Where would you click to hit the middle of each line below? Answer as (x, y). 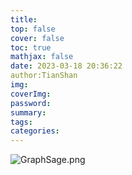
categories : (35, 131)
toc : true (31, 47)
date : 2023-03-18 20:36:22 (66, 66)
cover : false (37, 38)
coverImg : (31, 94)
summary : (28, 112)
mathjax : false (42, 57)
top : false (33, 29)
